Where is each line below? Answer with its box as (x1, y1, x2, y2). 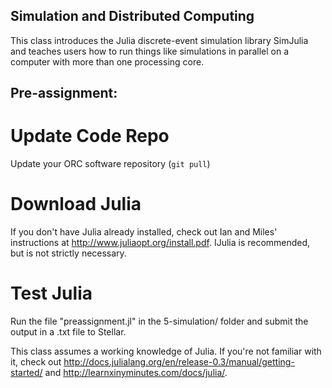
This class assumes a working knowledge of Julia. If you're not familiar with (10, 345, 322, 358)
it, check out (10, 356, 62, 368)
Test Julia (10, 282, 93, 305)
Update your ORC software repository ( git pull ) (10, 158, 211, 170)
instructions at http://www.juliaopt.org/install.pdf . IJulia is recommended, (10, 237, 311, 249)
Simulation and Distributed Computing (10, 8, 255, 25)
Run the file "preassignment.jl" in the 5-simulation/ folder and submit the (10, 315, 309, 328)
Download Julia (10, 193, 142, 216)
